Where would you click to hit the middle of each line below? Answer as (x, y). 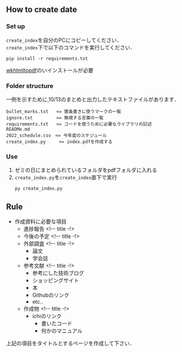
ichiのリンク (47, 316)
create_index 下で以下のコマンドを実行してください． (71, 47)
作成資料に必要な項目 (40, 222)
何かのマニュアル (62, 331)
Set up (16, 26)
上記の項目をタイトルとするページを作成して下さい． (70, 343)
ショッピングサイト (56, 280)
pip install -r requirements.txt (47, 58)
